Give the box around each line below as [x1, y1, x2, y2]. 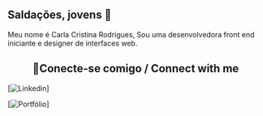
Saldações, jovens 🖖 [7, 8, 112, 22]
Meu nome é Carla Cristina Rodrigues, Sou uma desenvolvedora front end [7, 29, 255, 39]
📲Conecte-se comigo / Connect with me [32, 62, 239, 75]
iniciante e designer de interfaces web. [7, 38, 138, 48]
